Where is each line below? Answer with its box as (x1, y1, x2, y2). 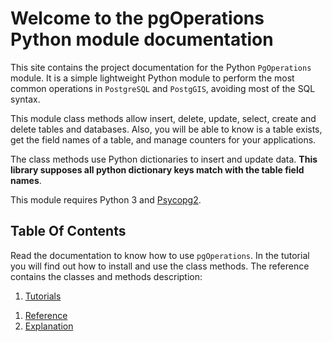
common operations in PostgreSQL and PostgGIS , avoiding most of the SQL (10, 82, 316, 94)
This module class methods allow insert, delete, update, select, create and (10, 112, 317, 124)
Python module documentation (10, 28, 274, 51)
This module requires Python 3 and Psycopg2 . (10, 193, 202, 206)
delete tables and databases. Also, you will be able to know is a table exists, (10, 123, 323, 135)
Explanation (24, 320, 74, 332)
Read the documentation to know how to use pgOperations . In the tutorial (10, 249, 310, 261)
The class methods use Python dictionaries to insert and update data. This (10, 153, 318, 165)
